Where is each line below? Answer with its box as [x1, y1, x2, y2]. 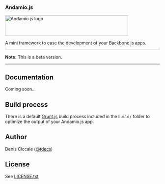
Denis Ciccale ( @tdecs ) [5, 146, 53, 152]
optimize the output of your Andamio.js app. [5, 119, 94, 124]
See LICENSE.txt [5, 173, 39, 179]
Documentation [5, 73, 54, 81]
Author [5, 133, 27, 141]
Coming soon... [5, 86, 36, 92]
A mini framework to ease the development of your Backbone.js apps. [5, 40, 146, 46]
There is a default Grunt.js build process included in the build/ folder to [5, 113, 150, 119]
